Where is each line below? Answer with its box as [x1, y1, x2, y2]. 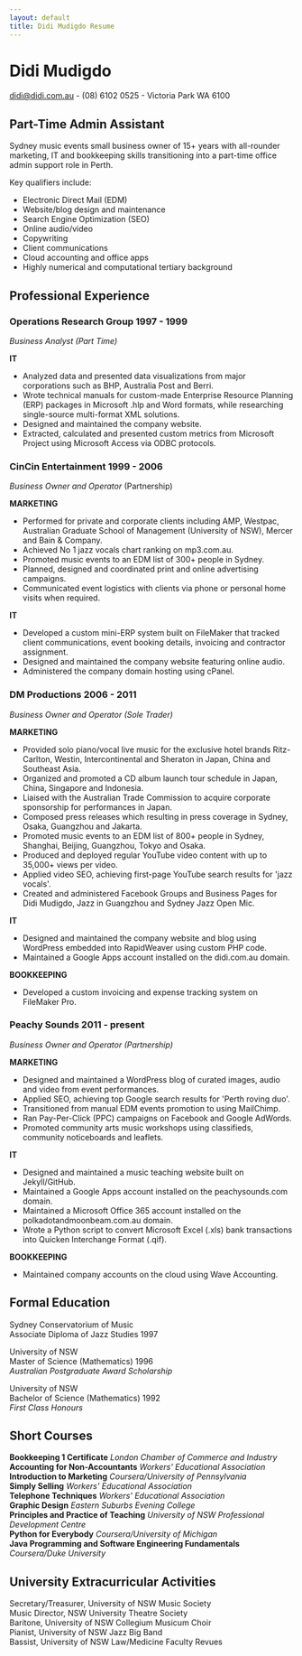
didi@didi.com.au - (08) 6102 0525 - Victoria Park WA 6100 [9, 90, 231, 101]
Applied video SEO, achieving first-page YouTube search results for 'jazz [22, 869, 293, 879]
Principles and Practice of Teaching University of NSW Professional [9, 1510, 265, 1521]
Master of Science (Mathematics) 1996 [9, 1355, 154, 1366]
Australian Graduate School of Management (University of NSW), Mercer [22, 526, 293, 536]
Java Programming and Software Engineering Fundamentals [9, 1539, 241, 1549]
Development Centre [9, 1519, 87, 1530]
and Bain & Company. [22, 535, 103, 546]
